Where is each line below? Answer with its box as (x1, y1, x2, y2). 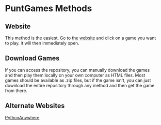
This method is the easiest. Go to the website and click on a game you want (5, 35, 156, 41)
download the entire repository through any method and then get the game (5, 82, 155, 88)
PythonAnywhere (5, 114, 40, 120)
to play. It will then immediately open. (5, 40, 80, 46)
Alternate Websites (5, 102, 65, 110)
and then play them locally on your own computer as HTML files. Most (5, 72, 145, 78)
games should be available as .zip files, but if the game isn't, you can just (5, 77, 151, 83)
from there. (5, 88, 28, 94)
